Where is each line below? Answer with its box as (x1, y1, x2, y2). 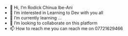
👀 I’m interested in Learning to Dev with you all (9, 10, 104, 16)
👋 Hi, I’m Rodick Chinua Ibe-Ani (9, 5, 73, 10)
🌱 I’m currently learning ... (9, 15, 62, 20)
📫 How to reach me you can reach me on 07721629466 (9, 26, 123, 31)
